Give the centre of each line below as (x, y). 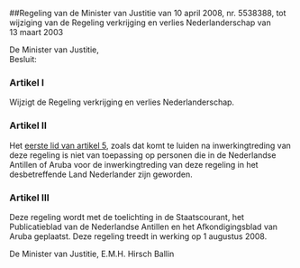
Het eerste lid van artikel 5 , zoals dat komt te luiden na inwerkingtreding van (150, 145)
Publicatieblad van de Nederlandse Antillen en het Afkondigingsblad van (143, 226)
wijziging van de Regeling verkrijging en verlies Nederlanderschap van (141, 23)
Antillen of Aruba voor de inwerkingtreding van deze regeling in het (134, 164)
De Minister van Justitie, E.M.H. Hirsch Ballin (92, 254)
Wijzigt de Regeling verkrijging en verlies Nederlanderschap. (122, 102)
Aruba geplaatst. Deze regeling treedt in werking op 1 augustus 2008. (138, 236)
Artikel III (29, 198)
